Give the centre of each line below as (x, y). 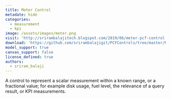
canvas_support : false (29, 52)
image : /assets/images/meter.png (41, 33)
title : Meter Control (28, 10)
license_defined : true (29, 57)
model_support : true (27, 47)
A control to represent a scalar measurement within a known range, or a (81, 81)
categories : (18, 19)
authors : (15, 62)
